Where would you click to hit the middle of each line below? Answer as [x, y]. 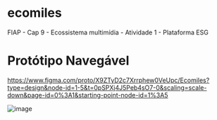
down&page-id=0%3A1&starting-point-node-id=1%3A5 [88, 95]
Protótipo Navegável [68, 61]
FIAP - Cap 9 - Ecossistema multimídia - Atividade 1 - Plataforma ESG [108, 32]
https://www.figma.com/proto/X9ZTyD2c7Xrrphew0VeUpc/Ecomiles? [108, 80]
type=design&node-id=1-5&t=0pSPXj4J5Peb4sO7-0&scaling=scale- [107, 87]
